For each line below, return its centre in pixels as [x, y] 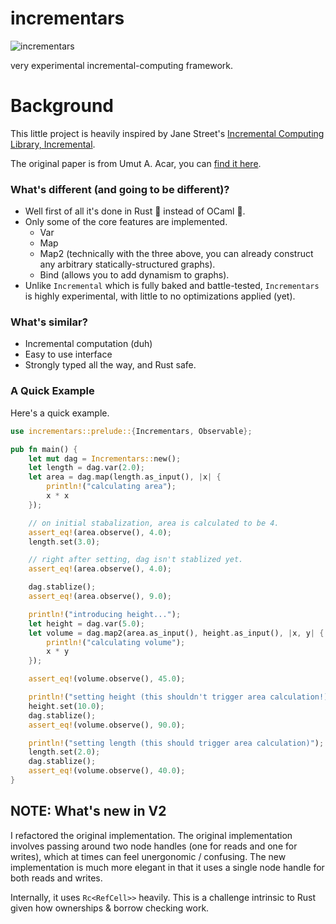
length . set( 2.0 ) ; [64, 752]
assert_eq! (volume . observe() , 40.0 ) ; [107, 771]
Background [62, 106]
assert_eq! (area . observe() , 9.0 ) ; [100, 597]
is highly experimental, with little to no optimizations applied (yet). [160, 296]
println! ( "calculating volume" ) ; [116, 642]
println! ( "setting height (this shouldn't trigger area [147, 697]
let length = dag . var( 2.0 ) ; [86, 468]
